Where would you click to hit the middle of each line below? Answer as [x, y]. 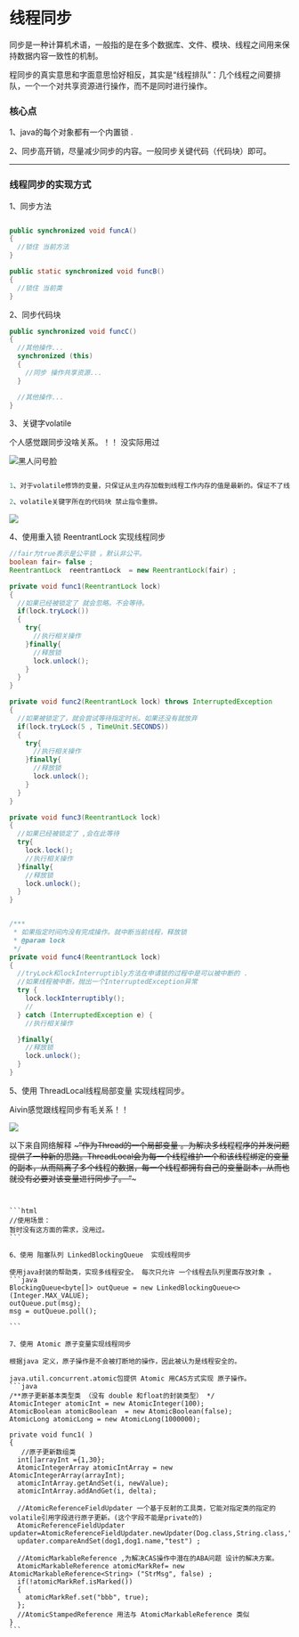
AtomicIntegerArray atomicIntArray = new [95, 1467]
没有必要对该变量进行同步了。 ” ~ [77, 1178]
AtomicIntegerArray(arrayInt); [67, 1475]
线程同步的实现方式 [50, 185]
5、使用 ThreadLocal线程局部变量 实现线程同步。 [99, 1090]
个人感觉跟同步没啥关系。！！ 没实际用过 [85, 443]
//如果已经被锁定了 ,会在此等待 [69, 834]
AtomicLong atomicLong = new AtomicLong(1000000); [105, 1419]
